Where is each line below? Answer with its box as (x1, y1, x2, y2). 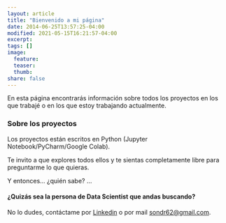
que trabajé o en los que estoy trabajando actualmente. (7, 102, 167, 110)
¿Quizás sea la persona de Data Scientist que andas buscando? (7, 192, 196, 201)
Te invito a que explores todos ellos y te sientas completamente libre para (7, 155, 220, 164)
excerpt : (7, 36, 33, 43)
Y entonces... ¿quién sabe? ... (7, 176, 92, 185)
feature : (13, 56, 39, 63)
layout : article (7, 10, 55, 17)
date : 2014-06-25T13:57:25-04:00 (7, 23, 105, 30)
